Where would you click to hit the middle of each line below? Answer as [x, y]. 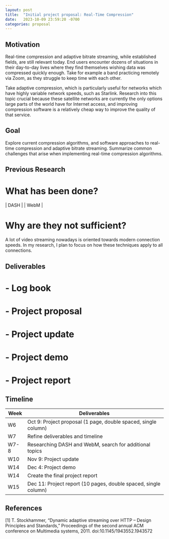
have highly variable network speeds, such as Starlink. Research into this [81, 94]
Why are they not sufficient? [66, 226]
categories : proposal [28, 24]
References [24, 508]
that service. [18, 115]
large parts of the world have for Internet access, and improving [71, 104]
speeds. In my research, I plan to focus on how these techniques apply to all [84, 245]
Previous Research [35, 170]
